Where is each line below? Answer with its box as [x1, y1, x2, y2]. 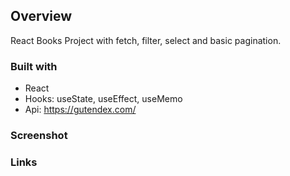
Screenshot [10, 129, 68, 143]
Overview [10, 8, 73, 25]
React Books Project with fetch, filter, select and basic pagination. [10, 34, 282, 46]
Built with [10, 59, 58, 73]
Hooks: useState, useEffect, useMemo [24, 93, 183, 105]
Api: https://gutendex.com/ [24, 104, 137, 116]
